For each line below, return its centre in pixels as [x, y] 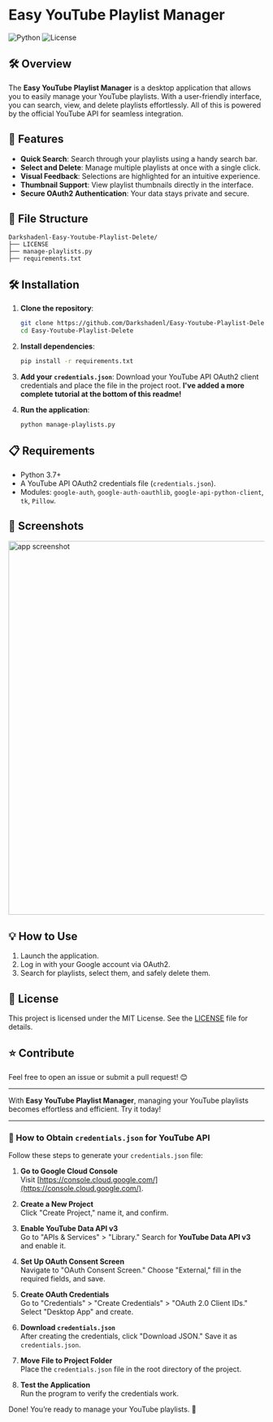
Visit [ [30, 1180]
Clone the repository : [57, 308]
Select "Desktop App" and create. [77, 1312]
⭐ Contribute [41, 1053]
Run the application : [55, 410]
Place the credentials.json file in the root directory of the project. [131, 1369]
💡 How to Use [43, 936]
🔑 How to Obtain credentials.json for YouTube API [109, 1138]
